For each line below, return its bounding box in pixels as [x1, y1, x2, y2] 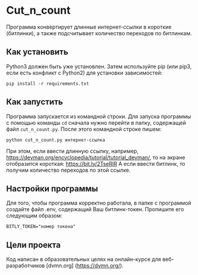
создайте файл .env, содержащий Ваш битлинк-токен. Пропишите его [6, 206, 184, 213]
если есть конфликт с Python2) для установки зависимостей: [6, 69, 163, 76]
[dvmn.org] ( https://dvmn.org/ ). [46, 262, 124, 269]
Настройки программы [6, 183, 98, 194]
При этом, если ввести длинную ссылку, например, [6, 147, 139, 155]
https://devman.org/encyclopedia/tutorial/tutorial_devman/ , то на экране [6, 153, 185, 161]
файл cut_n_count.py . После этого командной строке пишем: [6, 125, 162, 132]
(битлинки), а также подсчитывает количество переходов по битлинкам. [6, 29, 192, 36]
